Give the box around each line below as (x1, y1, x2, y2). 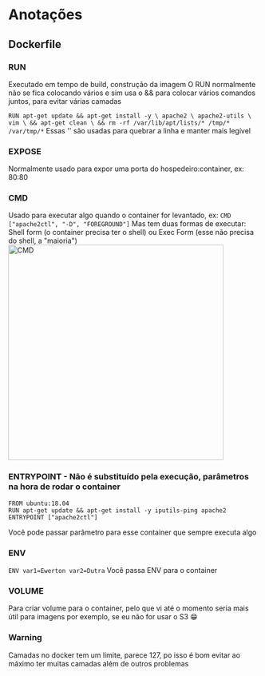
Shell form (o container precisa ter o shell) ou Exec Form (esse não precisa (8, 228, 254, 237)
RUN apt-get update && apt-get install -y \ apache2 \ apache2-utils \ (8, 112, 251, 120)
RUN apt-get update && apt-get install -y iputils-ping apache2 (8, 506, 227, 515)
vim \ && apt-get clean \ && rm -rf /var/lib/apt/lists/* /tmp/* (8, 118, 230, 127)
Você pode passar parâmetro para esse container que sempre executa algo (8, 527, 257, 537)
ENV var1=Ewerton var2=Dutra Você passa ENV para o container (8, 566, 218, 575)
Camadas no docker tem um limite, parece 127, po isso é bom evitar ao (8, 650, 241, 660)
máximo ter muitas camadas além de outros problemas (8, 658, 189, 668)
